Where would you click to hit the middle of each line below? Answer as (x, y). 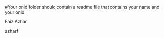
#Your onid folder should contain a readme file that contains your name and (82, 7)
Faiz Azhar (16, 22)
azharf (12, 31)
